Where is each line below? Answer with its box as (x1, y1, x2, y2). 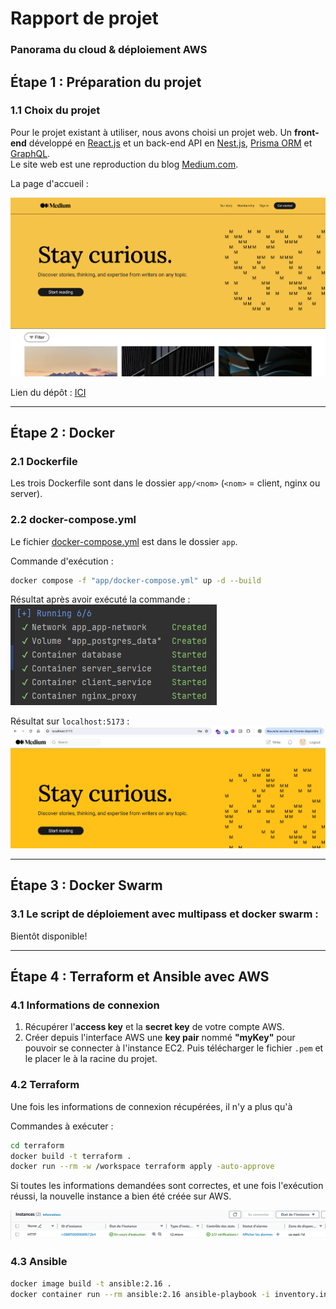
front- (294, 126, 320, 138)
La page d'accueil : (10, 177, 89, 189)
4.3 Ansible (10, 1255, 68, 1269)
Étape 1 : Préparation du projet (10, 73, 202, 91)
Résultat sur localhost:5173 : (10, 715, 130, 727)
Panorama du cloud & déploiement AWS (10, 43, 208, 57)
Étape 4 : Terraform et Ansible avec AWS (10, 968, 270, 986)
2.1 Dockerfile (10, 454, 78, 468)
